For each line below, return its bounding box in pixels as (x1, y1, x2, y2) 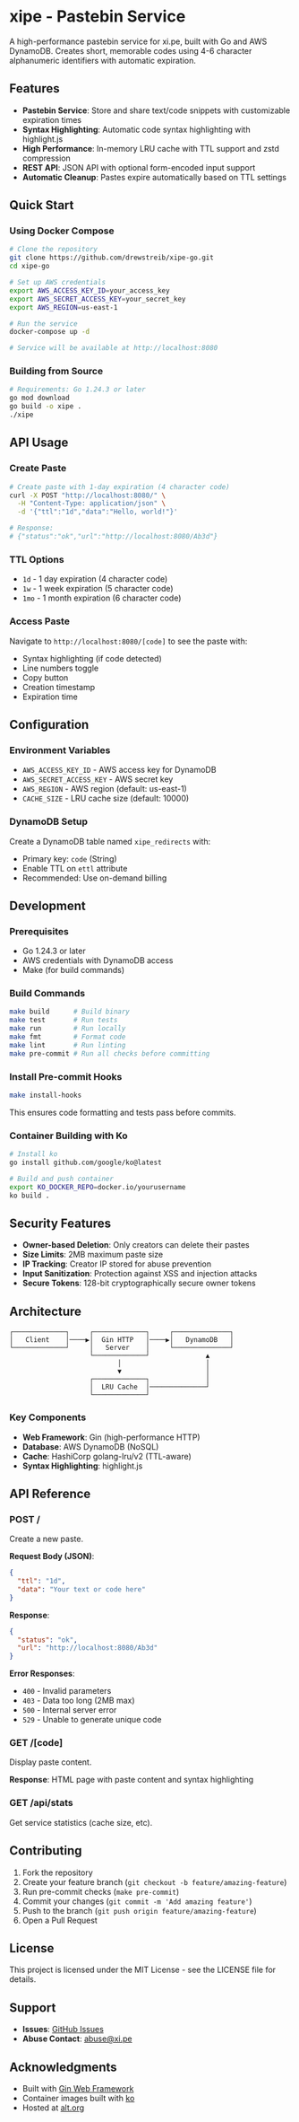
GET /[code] (9, 1737, 64, 1749)
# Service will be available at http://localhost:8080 (9, 344, 218, 353)
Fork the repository (21, 1867, 94, 1878)
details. (9, 1974, 37, 1985)
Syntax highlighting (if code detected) (21, 653, 163, 663)
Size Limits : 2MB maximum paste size (21, 1250, 164, 1260)
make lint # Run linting (9, 1040, 126, 1049)
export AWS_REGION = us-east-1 (9, 303, 118, 311)
